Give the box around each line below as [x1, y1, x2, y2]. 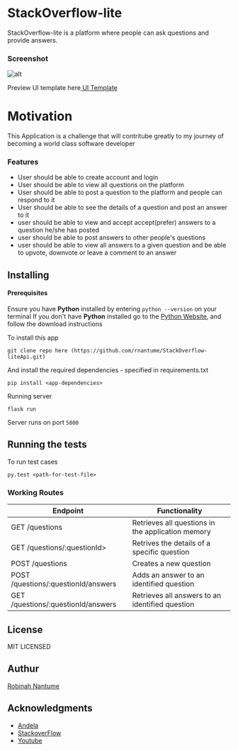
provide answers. [7, 35, 58, 44]
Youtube [17, 736, 42, 745]
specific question [132, 547, 190, 557]
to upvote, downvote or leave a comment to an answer [17, 248, 177, 257]
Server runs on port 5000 [7, 418, 79, 427]
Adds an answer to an [132, 570, 205, 580]
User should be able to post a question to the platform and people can [17, 188, 222, 196]
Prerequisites [7, 289, 48, 297]
